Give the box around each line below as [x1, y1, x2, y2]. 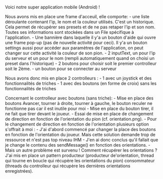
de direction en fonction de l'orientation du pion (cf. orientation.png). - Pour [5, 116, 157, 122]
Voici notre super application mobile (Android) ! [5, 4, 100, 10]
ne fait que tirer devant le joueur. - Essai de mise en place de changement [5, 111, 154, 117]
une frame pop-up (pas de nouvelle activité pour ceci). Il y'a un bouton [5, 40, 147, 46]
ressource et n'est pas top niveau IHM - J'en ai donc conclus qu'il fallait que [5, 137, 159, 143]
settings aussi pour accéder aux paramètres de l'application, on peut [5, 45, 143, 51]
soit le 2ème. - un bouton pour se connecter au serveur [5, 66, 117, 72]
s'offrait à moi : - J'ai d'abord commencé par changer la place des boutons [5, 127, 156, 132]
